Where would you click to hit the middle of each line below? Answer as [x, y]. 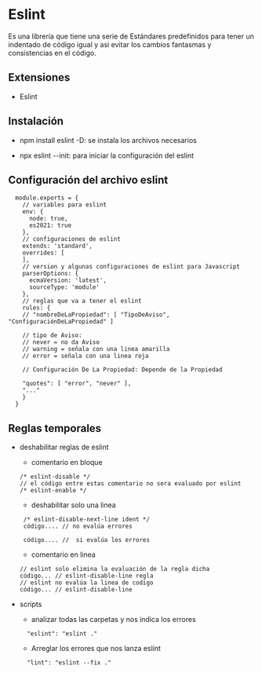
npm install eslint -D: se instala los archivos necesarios [108, 140]
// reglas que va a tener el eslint [82, 301]
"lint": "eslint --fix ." [69, 663]
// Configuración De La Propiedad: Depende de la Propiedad [122, 370]
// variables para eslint [65, 205]
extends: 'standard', [57, 246]
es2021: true [50, 225]
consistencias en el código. [52, 53]
